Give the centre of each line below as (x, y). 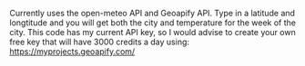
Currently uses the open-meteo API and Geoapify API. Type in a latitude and (152, 13)
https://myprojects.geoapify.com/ (72, 52)
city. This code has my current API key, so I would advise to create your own (152, 32)
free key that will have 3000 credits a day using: (99, 42)
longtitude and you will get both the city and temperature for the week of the (152, 23)
